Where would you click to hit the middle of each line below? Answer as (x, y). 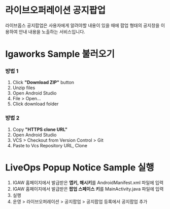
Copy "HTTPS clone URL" (40, 129)
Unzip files (24, 88)
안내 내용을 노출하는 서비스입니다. (52, 31)
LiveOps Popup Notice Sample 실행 (80, 167)
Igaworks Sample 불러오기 (60, 54)
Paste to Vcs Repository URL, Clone (50, 145)
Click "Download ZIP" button (43, 82)
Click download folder (36, 104)
